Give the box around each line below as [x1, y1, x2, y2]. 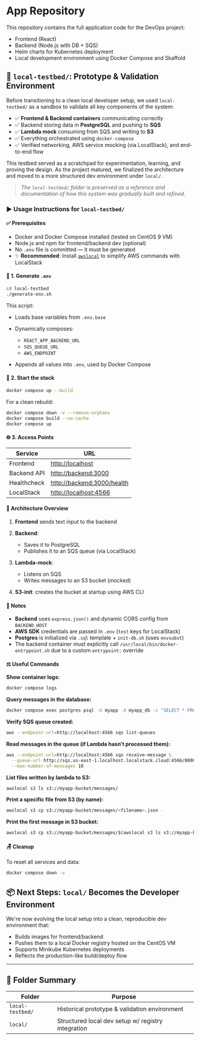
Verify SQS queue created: [6, 718, 74, 725]
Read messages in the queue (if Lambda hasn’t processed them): [6, 740, 171, 747]
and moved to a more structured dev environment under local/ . [6, 172, 162, 179]
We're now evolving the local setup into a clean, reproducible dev [6, 915, 167, 923]
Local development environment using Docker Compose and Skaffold [14, 54, 186, 61]
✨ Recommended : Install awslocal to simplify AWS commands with [14, 252, 180, 259]
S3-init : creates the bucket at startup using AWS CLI [14, 588, 144, 596]
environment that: [6, 922, 49, 929]
